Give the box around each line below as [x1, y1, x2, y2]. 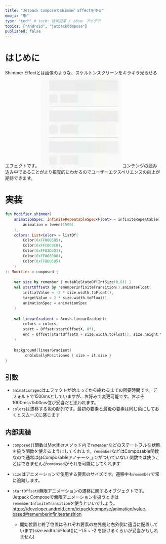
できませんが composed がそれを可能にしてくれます [21, 461, 121, 466]
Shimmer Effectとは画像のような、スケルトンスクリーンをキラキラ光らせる [5, 70, 157, 76]
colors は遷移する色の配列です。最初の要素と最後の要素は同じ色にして [12, 406, 155, 412]
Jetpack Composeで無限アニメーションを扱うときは [12, 494, 119, 500]
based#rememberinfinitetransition [12, 511, 82, 517]
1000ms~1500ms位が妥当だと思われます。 [12, 400, 99, 406]
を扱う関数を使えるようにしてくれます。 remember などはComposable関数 [12, 448, 159, 454]
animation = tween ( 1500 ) [23, 222, 74, 227]
